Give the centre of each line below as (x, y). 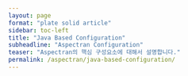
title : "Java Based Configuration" (67, 38)
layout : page (30, 15)
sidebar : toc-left (38, 30)
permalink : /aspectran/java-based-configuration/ (92, 60)
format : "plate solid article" (60, 23)
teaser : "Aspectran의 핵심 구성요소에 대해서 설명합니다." (94, 52)
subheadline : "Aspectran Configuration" (76, 45)
